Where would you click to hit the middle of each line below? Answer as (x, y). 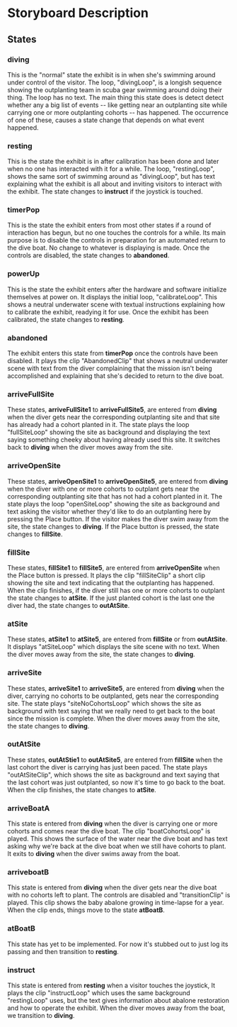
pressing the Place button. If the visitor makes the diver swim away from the (118, 518)
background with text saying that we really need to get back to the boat (111, 711)
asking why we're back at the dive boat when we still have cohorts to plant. (117, 846)
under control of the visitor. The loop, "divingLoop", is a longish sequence (115, 82)
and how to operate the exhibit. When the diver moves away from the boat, (116, 1008)
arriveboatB (28, 872)
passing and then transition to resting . (63, 951)
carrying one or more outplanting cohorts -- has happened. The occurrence (118, 112)
